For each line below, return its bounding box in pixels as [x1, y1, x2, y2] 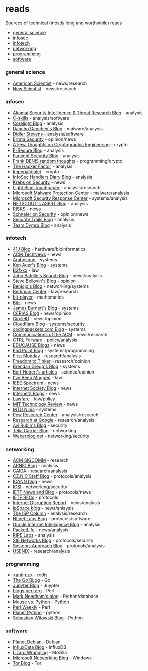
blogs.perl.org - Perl [12, 588, 55, 594]
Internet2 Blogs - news [12, 390, 60, 396]
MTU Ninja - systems [12, 406, 57, 412]
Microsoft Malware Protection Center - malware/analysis [12, 190, 129, 196]
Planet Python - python [12, 610, 61, 616]
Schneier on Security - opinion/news [12, 211, 89, 217]
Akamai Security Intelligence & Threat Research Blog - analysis [12, 109, 143, 116]
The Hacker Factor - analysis [12, 163, 73, 169]
